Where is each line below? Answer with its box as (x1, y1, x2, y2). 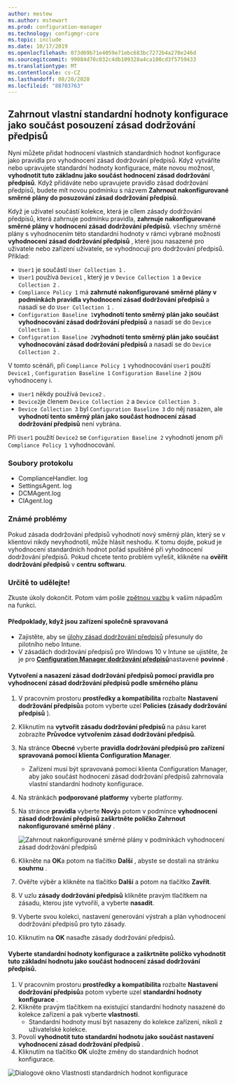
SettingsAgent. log (18, 482, 72, 490)
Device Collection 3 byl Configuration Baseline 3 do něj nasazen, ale (18, 405, 223, 413)
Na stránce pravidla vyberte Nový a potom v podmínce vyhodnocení (18, 807, 218, 816)
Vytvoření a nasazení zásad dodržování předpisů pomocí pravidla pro (8, 671, 214, 679)
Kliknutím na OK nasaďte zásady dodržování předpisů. (18, 934, 176, 942)
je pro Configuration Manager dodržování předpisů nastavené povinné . (18, 655, 229, 664)
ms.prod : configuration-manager (8, 23, 102, 30)
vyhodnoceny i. (8, 377, 53, 385)
